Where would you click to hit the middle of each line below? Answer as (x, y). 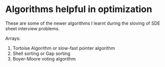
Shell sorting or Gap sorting (41, 53)
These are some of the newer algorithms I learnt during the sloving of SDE (83, 23)
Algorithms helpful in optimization (79, 9)
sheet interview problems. (32, 28)
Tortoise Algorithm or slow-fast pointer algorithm (64, 48)
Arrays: (13, 38)
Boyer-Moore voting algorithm (44, 58)
